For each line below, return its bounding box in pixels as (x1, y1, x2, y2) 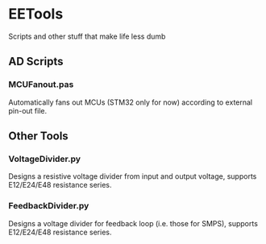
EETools (8, 5, 64, 23)
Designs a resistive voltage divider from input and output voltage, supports (8, 172, 257, 181)
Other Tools (8, 130, 69, 143)
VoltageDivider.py (8, 153, 81, 164)
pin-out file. (8, 105, 48, 115)
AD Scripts (8, 55, 64, 68)
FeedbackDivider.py (8, 201, 89, 212)
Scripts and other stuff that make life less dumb (8, 31, 166, 41)
